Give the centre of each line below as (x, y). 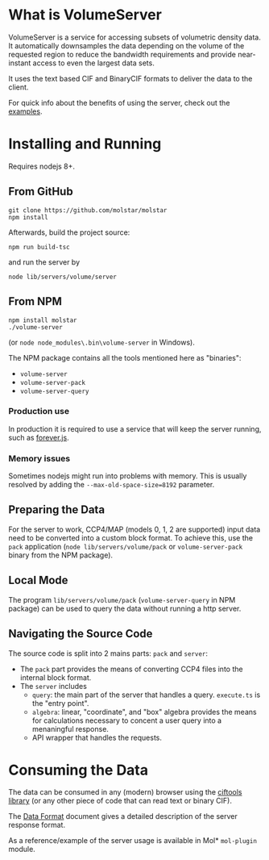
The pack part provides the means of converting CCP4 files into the (131, 669)
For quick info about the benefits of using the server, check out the (119, 102)
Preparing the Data (57, 510)
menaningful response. (70, 728)
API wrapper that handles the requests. (97, 737)
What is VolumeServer (85, 15)
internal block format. (56, 677)
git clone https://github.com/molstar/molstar (88, 210)
